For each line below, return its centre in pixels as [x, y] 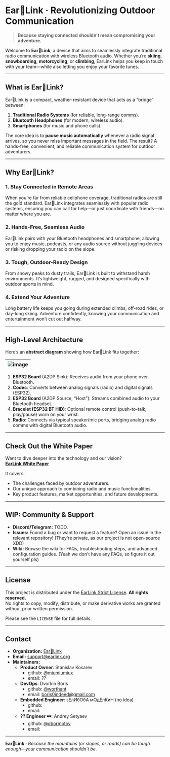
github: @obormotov [49, 723]
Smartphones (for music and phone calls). [57, 125]
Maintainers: [26, 662]
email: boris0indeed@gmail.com [61, 695]
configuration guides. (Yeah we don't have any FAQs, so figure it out [84, 554]
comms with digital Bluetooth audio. [50, 425]
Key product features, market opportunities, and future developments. [86, 494]
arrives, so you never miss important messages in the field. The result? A [81, 141]
